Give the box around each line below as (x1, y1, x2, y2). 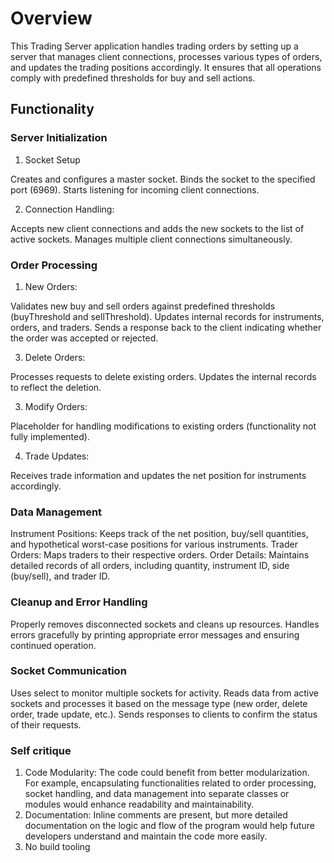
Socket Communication (10, 664, 127, 678)
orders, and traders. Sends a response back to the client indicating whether (10, 321, 322, 333)
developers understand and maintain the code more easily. (24, 830, 268, 842)
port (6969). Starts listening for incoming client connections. (10, 183, 260, 196)
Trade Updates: (24, 450, 90, 462)
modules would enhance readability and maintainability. (24, 798, 255, 811)
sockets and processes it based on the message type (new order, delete (10, 697, 308, 709)
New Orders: (24, 280, 78, 292)
